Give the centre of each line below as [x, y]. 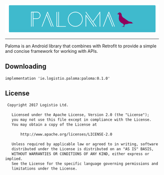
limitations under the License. [44, 169]
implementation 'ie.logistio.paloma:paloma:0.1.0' [58, 78]
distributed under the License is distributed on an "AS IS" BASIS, [82, 149]
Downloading [26, 67]
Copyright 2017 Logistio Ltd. [38, 105]
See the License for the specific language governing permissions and [85, 164]
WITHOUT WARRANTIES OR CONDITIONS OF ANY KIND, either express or [81, 154]
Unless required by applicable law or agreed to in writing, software [85, 144]
